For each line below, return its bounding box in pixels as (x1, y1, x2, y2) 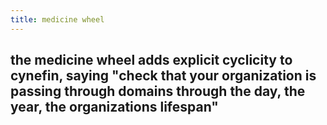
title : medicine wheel (10, 14, 105, 25)
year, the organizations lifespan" (10, 99, 219, 116)
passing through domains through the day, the (10, 83, 306, 100)
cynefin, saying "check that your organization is (10, 67, 317, 85)
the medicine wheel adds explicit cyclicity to (10, 52, 293, 69)
